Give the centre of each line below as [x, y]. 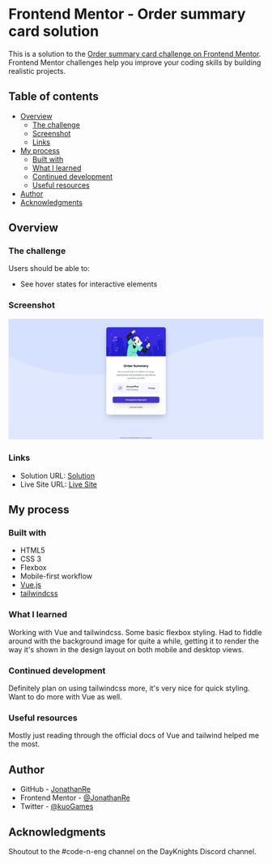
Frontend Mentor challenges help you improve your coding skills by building [135, 62]
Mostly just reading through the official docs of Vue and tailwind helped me [134, 736]
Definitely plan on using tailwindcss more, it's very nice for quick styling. [129, 688]
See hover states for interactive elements [89, 284]
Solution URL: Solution [57, 475]
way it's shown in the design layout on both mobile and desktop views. [126, 649]
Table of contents [53, 97]
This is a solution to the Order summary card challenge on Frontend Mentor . [135, 54]
